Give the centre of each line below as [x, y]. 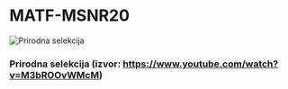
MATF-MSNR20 [70, 16]
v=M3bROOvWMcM [54, 75]
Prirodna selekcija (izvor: [65, 64]
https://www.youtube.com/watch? [201, 64]
